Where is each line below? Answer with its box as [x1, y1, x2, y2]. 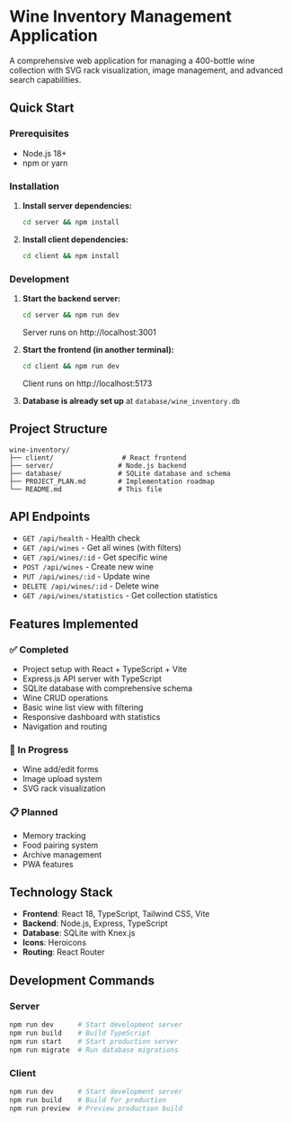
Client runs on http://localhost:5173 [22, 378, 153, 389]
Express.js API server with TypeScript [22, 673, 162, 685]
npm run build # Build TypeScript [9, 1028, 151, 1037]
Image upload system [22, 774, 103, 785]
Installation [9, 180, 60, 193]
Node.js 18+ [22, 148, 67, 158]
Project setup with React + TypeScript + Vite [22, 664, 187, 675]
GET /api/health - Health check [22, 533, 141, 543]
